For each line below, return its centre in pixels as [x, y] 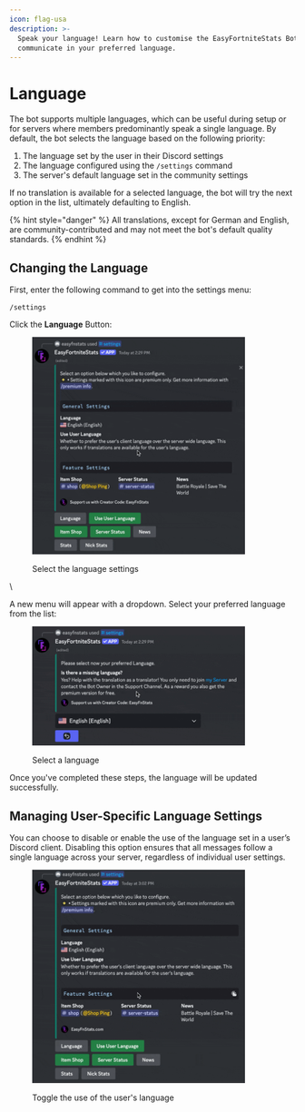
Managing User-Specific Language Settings [136, 816]
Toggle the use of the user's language [103, 1097]
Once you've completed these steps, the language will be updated [133, 778]
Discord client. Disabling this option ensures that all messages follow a [141, 847]
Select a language [66, 760]
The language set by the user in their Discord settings [123, 156]
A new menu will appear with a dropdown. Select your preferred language [148, 604]
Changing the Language [79, 268]
